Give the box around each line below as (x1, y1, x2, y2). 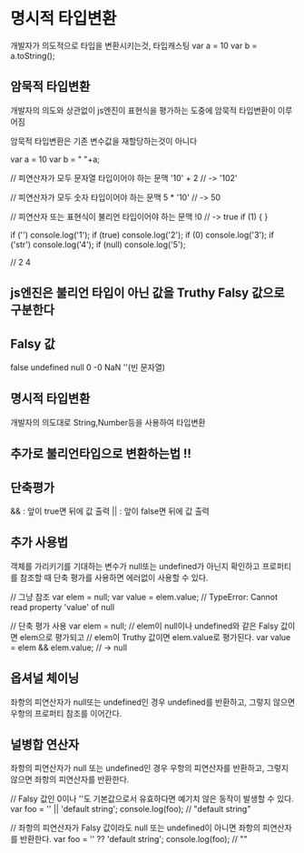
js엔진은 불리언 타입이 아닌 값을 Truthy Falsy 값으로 (10, 286, 285, 301)
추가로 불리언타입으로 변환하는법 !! (10, 447, 191, 462)
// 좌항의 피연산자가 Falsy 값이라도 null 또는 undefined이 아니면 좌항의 (10, 822, 261, 833)
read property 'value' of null (10, 601, 115, 612)
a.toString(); (10, 50, 55, 61)
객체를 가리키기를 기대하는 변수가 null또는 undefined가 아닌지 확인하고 (10, 560, 260, 571)
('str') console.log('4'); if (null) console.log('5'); (10, 238, 186, 250)
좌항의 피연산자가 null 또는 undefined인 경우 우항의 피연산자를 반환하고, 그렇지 (10, 763, 289, 774)
